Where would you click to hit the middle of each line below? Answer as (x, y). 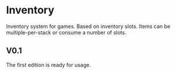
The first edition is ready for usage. (48, 65)
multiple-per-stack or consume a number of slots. (66, 32)
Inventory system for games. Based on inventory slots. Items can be (88, 26)
